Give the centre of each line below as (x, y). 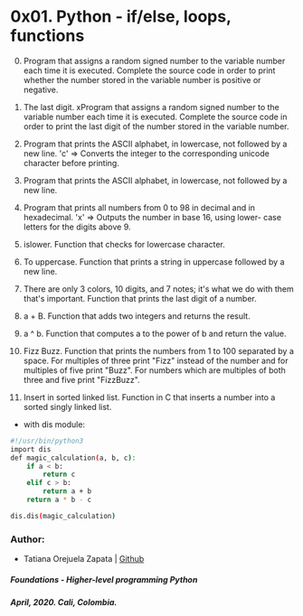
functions (47, 36)
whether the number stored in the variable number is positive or (142, 79)
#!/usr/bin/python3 (47, 441)
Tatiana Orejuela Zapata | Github (84, 559)
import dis (31, 449)
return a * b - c (59, 500)
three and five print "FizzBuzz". (81, 379)
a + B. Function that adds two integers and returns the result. (137, 316)
